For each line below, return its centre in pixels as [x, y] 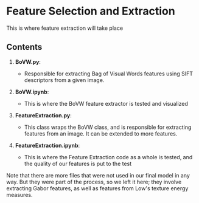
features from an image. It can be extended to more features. [101, 133]
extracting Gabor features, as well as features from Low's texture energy [97, 188]
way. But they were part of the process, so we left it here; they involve [94, 182]
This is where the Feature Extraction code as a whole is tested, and [108, 157]
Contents [24, 47]
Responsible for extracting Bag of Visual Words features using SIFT [109, 74]
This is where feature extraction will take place [65, 28]
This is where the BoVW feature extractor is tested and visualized [106, 103]
